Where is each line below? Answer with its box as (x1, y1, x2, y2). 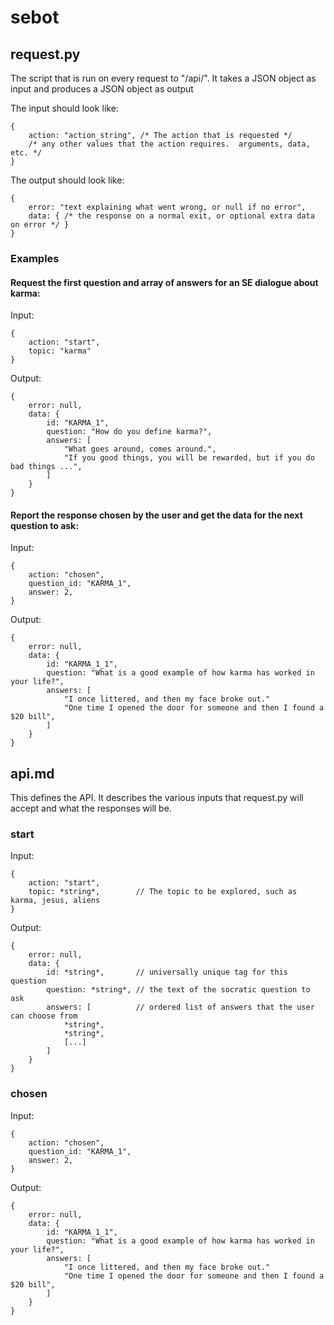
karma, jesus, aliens (10, 896, 101, 906)
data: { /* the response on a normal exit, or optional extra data (28, 211, 315, 221)
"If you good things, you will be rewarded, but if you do (63, 453, 315, 463)
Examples (10, 251, 60, 265)
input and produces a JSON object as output (10, 83, 194, 95)
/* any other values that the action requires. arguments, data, (28, 139, 311, 149)
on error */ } (10, 220, 70, 230)
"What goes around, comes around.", (63, 444, 217, 455)
